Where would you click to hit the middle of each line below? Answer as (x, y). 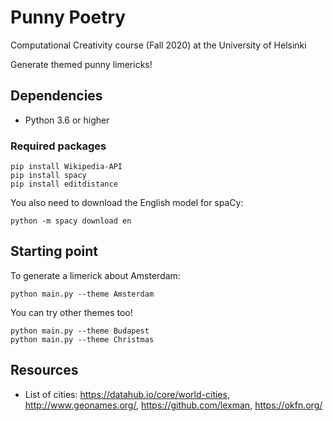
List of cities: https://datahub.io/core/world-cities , (127, 394)
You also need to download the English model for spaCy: (127, 203)
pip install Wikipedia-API (66, 167)
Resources (44, 370)
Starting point (54, 251)
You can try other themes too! (71, 312)
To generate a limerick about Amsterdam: (95, 275)
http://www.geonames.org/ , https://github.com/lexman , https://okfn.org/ (173, 405)
